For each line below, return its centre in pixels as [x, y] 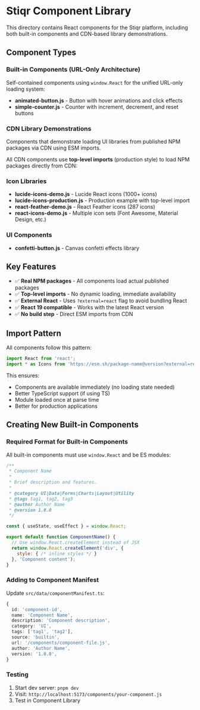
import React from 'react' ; [41, 359]
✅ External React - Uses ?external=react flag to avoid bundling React [101, 301]
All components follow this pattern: [49, 348]
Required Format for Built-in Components [67, 442]
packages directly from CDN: [42, 166]
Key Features [31, 266]
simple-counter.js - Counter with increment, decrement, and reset [96, 107]
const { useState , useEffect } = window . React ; [66, 526]
